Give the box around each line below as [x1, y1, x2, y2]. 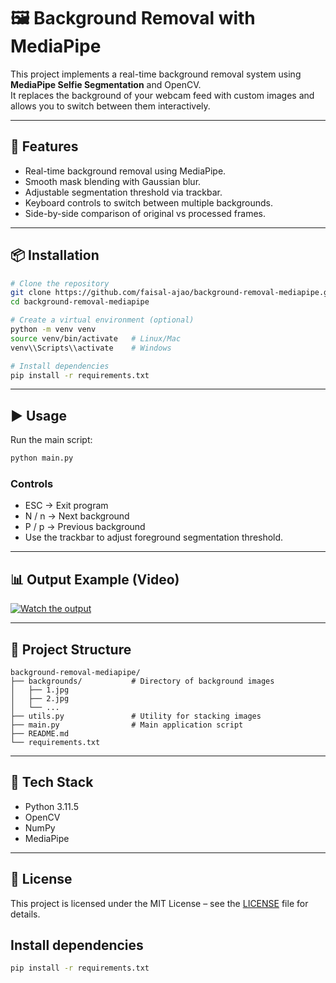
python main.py [10, 453, 74, 464]
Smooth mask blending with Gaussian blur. [24, 175, 202, 187]
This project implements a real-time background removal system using [10, 68, 302, 80]
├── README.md [10, 729, 70, 739]
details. [10, 908, 41, 920]
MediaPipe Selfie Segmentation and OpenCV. [10, 78, 202, 90]
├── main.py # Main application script [10, 720, 244, 730]
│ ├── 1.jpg [10, 685, 70, 695]
